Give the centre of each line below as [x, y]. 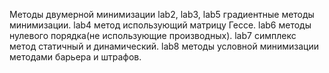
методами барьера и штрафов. [75, 57]
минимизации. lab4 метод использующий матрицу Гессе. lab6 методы [160, 25]
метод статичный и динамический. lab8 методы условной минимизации [164, 46]
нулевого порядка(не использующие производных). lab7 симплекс [153, 35]
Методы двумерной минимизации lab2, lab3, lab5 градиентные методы [162, 14]
